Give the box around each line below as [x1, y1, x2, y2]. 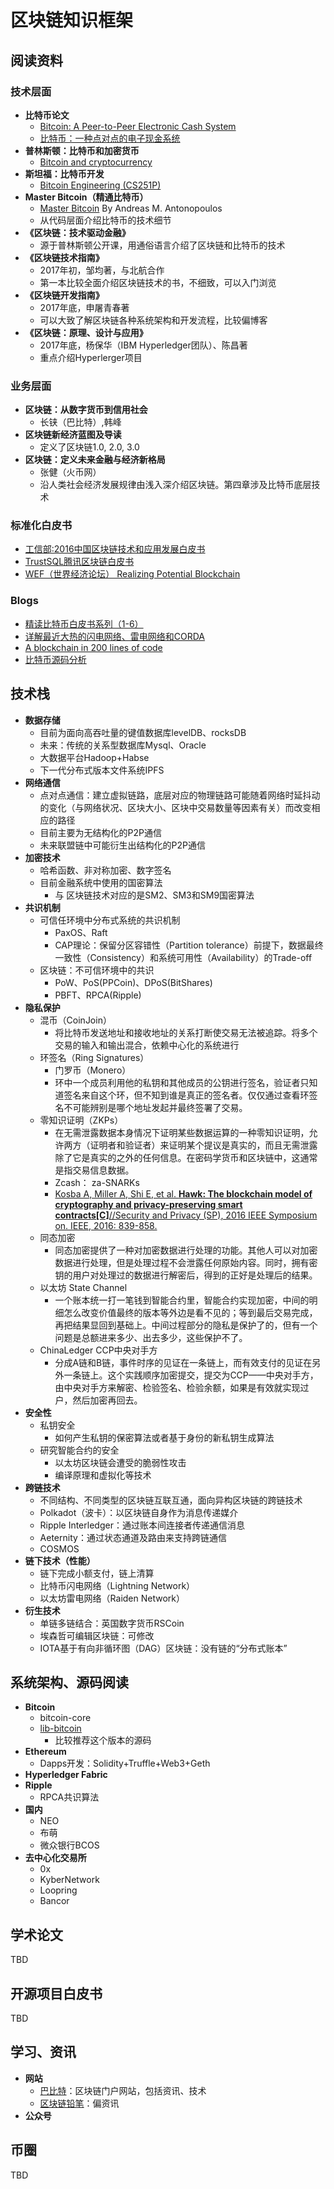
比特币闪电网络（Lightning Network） [39, 1579, 196, 1591]
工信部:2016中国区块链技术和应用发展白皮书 [24, 543, 206, 555]
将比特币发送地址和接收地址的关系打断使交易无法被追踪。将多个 [54, 1026, 318, 1038]
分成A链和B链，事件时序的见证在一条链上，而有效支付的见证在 [54, 1356, 313, 1368]
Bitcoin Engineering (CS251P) [39, 179, 162, 191]
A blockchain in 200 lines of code [24, 641, 163, 653]
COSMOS [39, 1542, 80, 1555]
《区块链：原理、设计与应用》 [24, 326, 148, 338]
